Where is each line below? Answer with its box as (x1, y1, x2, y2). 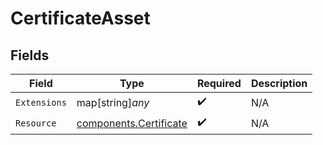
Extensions (15, 97, 67, 108)
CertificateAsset (10, 7, 151, 30)
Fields (10, 47, 50, 64)
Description (250, 77, 308, 90)
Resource (15, 117, 57, 129)
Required (196, 77, 242, 90)
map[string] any (76, 95, 150, 109)
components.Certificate (76, 116, 188, 130)
